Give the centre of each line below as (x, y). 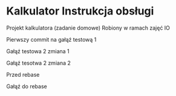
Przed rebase (23, 74)
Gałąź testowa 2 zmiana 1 (38, 51)
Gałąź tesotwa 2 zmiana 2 (38, 63)
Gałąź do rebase (27, 86)
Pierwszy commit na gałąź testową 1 (51, 39)
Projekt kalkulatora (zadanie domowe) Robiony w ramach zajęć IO (88, 28)
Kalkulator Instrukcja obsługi (80, 11)
